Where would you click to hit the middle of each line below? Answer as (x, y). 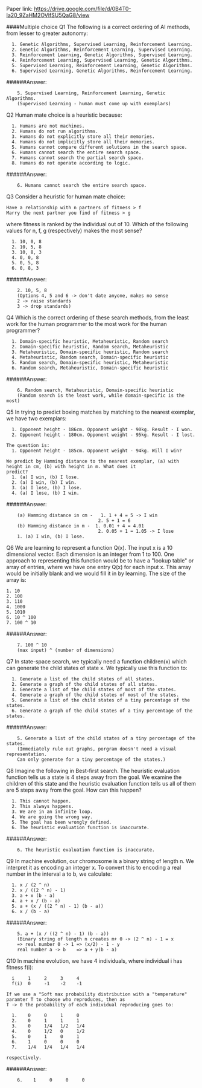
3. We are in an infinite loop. (52, 812)
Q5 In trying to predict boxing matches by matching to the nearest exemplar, (101, 412)
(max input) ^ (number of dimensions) (66, 650)
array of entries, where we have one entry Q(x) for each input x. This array (99, 567)
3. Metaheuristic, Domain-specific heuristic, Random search (90, 352)
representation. (27, 754)
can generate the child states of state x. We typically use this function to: (97, 668)
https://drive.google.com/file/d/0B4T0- (83, 9)
